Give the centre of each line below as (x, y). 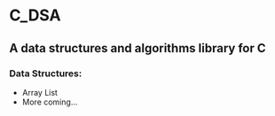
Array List (39, 92)
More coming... (50, 102)
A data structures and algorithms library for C (137, 48)
